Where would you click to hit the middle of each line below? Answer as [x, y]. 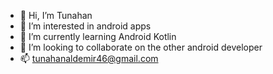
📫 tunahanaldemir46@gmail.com [89, 58]
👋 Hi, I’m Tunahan [56, 15]
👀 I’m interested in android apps [85, 26]
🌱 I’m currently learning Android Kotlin [98, 36]
